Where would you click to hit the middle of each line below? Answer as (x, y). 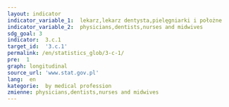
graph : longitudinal (38, 66)
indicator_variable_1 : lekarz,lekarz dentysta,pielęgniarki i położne (114, 20)
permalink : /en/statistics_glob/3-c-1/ (66, 53)
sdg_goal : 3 (25, 33)
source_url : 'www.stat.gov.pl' (53, 73)
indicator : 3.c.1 (34, 40)
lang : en (22, 79)
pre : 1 (19, 60)
